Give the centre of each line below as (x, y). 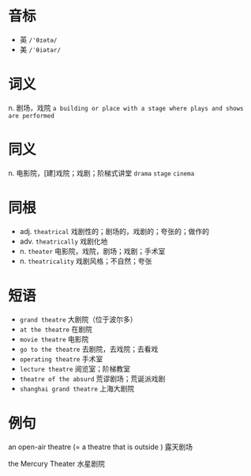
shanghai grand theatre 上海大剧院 (77, 388)
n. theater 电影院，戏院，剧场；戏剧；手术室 (92, 251)
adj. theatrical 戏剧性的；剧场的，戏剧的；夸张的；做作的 (114, 231)
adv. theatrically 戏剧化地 (64, 241)
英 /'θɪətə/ (38, 40)
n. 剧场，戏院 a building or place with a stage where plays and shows (126, 108)
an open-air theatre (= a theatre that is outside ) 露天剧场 (101, 447)
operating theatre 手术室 (61, 359)
